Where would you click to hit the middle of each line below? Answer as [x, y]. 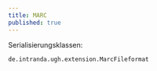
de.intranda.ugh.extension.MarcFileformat [78, 59]
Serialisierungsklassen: [46, 44]
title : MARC [27, 15]
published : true [35, 23]
